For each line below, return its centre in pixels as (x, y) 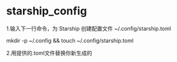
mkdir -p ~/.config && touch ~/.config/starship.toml (70, 40)
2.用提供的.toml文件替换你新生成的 (49, 53)
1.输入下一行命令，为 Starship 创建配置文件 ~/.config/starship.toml (88, 28)
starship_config (47, 11)
